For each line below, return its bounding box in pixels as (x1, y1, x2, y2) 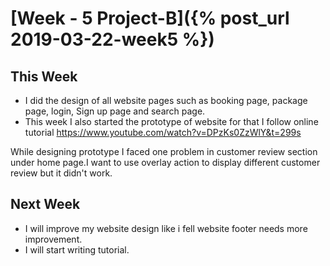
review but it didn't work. (10, 167, 113, 179)
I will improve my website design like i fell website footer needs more (24, 222, 308, 234)
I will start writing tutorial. (24, 243, 130, 256)
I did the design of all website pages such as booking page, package (24, 95, 308, 106)
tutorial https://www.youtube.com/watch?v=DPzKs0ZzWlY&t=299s (24, 127, 302, 138)
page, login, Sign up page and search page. (24, 105, 206, 117)
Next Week (10, 196, 81, 213)
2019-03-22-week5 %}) (10, 28, 215, 51)
